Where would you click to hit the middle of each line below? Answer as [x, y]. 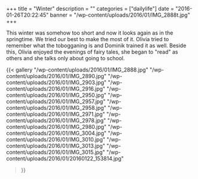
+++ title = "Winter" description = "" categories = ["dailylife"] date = [90, 9]
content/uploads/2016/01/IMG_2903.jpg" [56, 82]
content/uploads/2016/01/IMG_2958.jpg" [56, 108]
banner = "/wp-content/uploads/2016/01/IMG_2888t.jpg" [120, 15]
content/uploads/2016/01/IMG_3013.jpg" [56, 146]
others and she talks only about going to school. [66, 58]
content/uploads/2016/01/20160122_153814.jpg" [65, 158]
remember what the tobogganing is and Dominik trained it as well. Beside [96, 45]
